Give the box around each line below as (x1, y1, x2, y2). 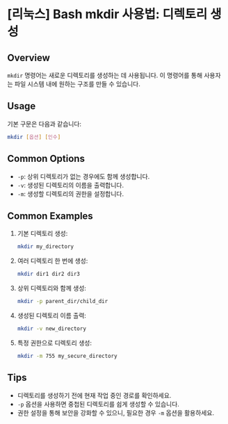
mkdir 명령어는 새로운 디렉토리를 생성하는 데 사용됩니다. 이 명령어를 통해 (7, 71, 203, 79)
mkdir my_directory (17, 243, 74, 250)
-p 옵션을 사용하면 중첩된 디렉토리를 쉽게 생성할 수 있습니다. (17, 400, 179, 408)
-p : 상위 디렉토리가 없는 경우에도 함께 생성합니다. (17, 172, 150, 181)
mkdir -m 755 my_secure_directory (17, 352, 117, 359)
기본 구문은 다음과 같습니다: (7, 120, 82, 128)
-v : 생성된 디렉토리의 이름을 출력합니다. (17, 181, 124, 189)
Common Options (7, 153, 85, 165)
